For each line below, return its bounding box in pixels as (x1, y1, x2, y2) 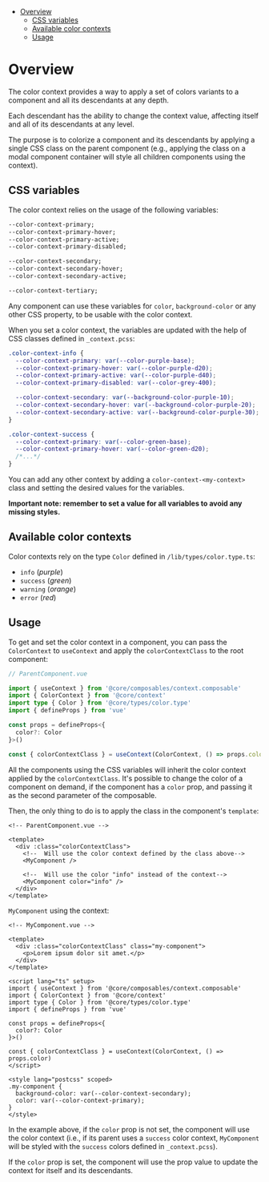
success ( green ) (19, 575, 72, 585)
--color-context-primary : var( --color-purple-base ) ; (15, 357, 195, 365)
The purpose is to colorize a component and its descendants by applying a (8, 135, 255, 144)
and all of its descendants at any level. (8, 119, 134, 129)
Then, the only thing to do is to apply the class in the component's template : (8, 805, 259, 816)
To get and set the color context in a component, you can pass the (8, 637, 227, 647)
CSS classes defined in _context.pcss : (8, 333, 135, 343)
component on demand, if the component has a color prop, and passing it (8, 781, 253, 792)
